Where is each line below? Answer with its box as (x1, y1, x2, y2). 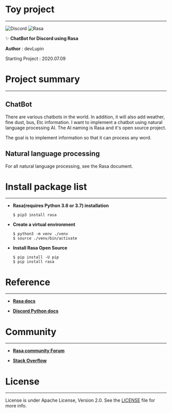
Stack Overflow (12, 358, 47, 364)
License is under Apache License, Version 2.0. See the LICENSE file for (5, 397, 155, 403)
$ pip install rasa (12, 259, 55, 264)
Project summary (5, 73, 80, 85)
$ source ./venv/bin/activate (12, 236, 78, 241)
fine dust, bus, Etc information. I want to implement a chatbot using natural (5, 119, 163, 125)
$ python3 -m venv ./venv (12, 232, 68, 237)
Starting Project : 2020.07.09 (5, 55, 66, 61)
